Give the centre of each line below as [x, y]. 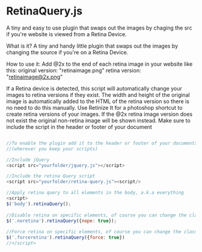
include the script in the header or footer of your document [79, 127]
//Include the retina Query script [51, 176]
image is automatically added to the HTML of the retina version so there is [98, 101]
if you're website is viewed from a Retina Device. [67, 34]
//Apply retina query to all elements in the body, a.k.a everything [95, 193]
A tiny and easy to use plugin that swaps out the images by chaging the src [99, 28]
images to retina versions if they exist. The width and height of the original [98, 95]
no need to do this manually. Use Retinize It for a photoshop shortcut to [94, 107]
